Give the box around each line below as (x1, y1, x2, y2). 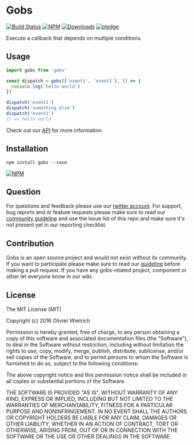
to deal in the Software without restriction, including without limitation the (6, 341, 184, 348)
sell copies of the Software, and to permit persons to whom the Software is (6, 354, 189, 361)
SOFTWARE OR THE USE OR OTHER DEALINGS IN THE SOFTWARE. (6, 433, 172, 440)
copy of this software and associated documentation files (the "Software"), (6, 335, 189, 342)
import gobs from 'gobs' (6, 67, 67, 73)
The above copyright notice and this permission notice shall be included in (6, 371, 187, 378)
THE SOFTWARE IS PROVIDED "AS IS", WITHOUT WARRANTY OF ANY (6, 389, 178, 396)
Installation (6, 144, 48, 154)
